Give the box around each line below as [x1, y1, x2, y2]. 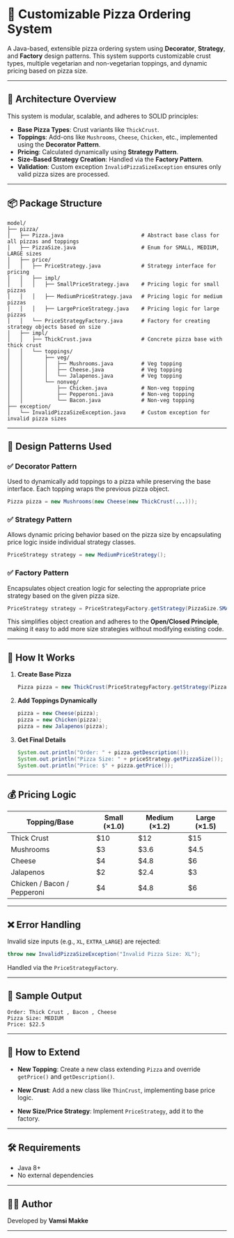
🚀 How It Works [7, 651, 75, 663]
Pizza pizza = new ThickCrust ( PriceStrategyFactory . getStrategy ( [17, 684, 211, 691]
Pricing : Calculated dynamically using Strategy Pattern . [17, 147, 179, 156]
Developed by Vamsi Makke [7, 1216, 88, 1225]
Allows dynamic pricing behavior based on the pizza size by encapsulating [7, 531, 221, 539]
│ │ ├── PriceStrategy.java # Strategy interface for [7, 262, 217, 270]
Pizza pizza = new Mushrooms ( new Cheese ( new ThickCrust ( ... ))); [7, 499, 198, 506]
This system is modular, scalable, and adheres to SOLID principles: [7, 112, 198, 120]
